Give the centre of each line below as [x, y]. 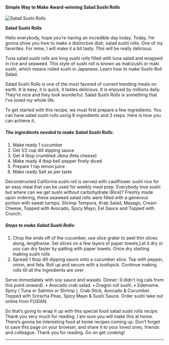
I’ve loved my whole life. [30, 100]
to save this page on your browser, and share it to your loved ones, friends [82, 327]
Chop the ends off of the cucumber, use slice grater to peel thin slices [85, 238]
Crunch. [14, 214]
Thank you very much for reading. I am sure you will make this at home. [79, 317]
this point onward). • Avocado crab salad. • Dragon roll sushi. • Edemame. [82, 285]
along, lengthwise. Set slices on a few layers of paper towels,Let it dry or [88, 243]
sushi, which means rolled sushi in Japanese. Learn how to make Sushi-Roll [84, 69]
